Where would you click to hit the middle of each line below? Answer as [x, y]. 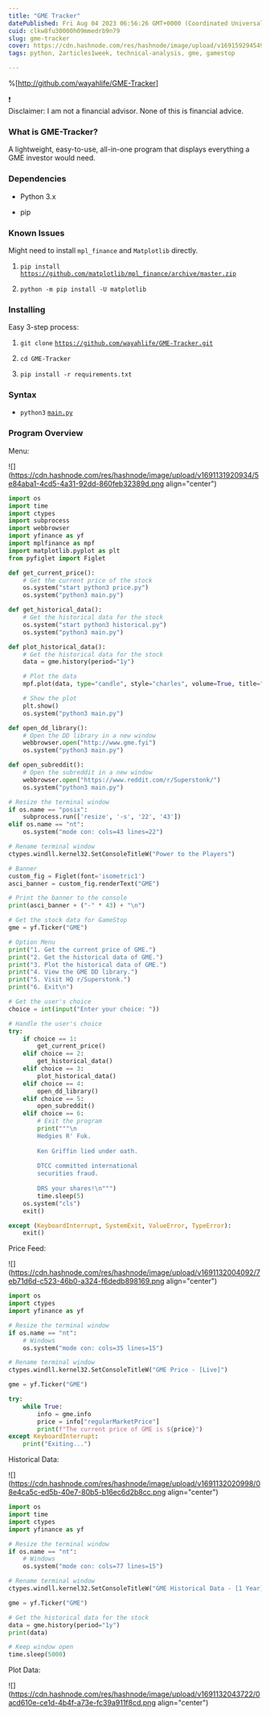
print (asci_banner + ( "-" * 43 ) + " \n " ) [77, 906]
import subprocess [39, 521]
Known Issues [37, 233]
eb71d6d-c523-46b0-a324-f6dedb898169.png [86, 1281]
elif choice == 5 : [53, 1098]
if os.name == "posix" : [48, 810]
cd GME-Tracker [45, 359]
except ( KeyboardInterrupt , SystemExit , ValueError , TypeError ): [120, 1226]
